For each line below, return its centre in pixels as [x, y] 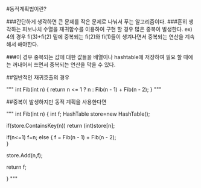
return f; [17, 167]
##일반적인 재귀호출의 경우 [38, 77]
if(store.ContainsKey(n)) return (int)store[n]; [61, 126]
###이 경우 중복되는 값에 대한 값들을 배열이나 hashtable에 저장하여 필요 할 [94, 57]
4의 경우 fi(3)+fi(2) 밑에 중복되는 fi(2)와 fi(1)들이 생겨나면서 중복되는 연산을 [95, 37]
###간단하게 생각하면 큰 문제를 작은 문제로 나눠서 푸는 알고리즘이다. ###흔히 [97, 22]
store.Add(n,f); [25, 155]
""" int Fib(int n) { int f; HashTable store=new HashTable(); [78, 114]
